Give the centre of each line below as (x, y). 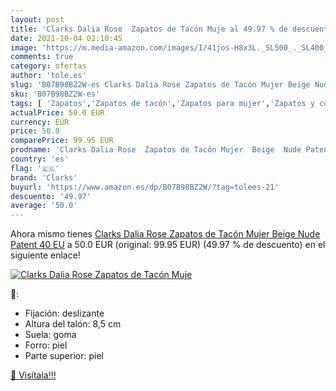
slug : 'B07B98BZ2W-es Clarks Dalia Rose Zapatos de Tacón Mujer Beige (160, 85)
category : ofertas (48, 66)
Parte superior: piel (64, 356)
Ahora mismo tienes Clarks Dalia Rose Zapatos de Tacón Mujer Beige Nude (165, 234)
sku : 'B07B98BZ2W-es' (55, 94)
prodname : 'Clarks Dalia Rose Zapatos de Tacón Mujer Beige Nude (156, 150)
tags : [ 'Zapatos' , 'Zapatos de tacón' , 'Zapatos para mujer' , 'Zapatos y (162, 103)
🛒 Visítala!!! (33, 375)
